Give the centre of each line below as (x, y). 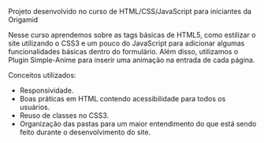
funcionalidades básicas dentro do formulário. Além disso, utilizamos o (123, 51)
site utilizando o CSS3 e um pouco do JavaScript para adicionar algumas (126, 43)
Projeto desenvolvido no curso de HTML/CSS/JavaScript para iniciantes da (130, 11)
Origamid (23, 20)
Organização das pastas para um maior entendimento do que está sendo (138, 124)
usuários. (35, 107)
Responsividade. (46, 90)
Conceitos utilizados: (42, 75)
